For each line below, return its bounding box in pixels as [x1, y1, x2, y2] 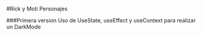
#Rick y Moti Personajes [6, 5, 68, 12]
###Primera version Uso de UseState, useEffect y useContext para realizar [6, 17, 196, 24]
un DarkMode [6, 24, 41, 30]
